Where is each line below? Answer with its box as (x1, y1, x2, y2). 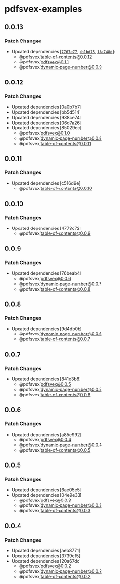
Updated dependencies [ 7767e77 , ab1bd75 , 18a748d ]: (11, 48, 116, 54)
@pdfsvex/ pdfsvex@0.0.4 (19, 437, 72, 442)
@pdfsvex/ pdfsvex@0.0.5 (19, 381, 71, 387)
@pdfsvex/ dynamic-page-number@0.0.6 (19, 331, 102, 337)
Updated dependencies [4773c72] (11, 225, 81, 231)
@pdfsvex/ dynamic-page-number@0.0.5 (19, 387, 102, 392)
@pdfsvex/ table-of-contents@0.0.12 (19, 54, 92, 60)
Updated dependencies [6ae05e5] (11, 487, 81, 493)
